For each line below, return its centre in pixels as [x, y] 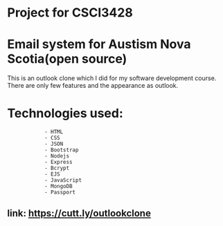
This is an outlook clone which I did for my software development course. [112, 78]
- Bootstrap [61, 150]
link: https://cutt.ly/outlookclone [79, 213]
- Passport [60, 192]
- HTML [54, 132]
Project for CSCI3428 [70, 13]
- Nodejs [57, 156]
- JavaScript [63, 180]
